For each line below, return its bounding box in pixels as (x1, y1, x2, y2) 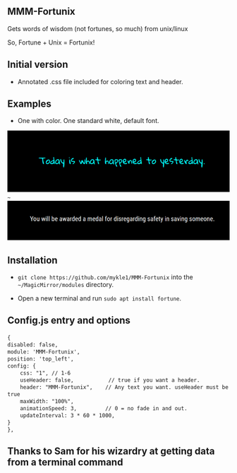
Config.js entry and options (7, 315, 130, 327)
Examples (7, 98, 51, 110)
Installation (7, 254, 58, 266)
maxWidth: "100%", (20, 397, 74, 405)
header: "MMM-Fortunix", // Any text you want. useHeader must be (20, 383, 229, 391)
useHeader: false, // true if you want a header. (20, 376, 200, 384)
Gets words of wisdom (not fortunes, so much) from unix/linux (7, 24, 188, 33)
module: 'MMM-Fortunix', (7, 348, 80, 356)
